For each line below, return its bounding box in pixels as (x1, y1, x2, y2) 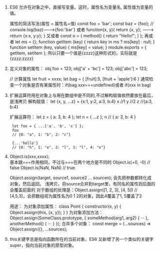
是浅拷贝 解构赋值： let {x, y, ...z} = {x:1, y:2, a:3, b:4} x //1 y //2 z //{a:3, (9, 99, 153, 104)
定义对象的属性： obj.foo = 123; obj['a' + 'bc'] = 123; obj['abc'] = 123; (9, 66, 148, 72)
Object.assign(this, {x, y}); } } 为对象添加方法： (9, 210, 103, 215)
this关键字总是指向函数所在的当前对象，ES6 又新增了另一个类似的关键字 (9, 236, 154, 242)
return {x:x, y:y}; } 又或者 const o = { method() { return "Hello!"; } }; (9, 33, 144, 38)
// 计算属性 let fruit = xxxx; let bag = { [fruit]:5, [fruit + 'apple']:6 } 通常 (9, 76, 149, 82)
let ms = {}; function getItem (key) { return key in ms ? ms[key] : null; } (15, 39, 155, 45)
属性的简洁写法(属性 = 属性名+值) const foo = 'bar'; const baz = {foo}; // (9, 21, 154, 26)
